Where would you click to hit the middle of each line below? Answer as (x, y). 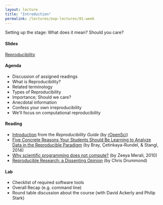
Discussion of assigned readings (45, 76)
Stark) (18, 198)
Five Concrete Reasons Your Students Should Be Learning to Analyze (81, 140)
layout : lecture (21, 9)
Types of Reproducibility (37, 92)
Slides (11, 43)
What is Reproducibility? (36, 81)
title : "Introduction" (28, 14)
